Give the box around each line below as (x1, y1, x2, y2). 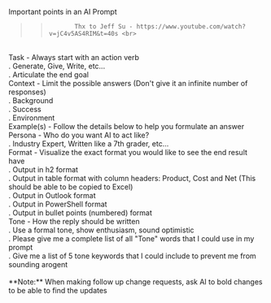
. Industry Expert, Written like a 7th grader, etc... (8, 139, 169, 149)
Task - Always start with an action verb (8, 53, 140, 62)
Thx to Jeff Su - (74, 23, 133, 31)
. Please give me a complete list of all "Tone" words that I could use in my (8, 234, 255, 243)
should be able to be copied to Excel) (8, 182, 133, 192)
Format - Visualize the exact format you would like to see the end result (8, 148, 248, 157)
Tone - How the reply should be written (8, 217, 140, 226)
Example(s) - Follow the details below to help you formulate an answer (8, 122, 245, 131)
